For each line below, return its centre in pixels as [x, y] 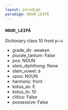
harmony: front [27, 81]
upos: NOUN [25, 76]
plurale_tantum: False [34, 55]
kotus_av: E [24, 87]
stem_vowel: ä [26, 71]
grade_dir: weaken [31, 50]
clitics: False [25, 97]
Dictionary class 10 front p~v [34, 41]
